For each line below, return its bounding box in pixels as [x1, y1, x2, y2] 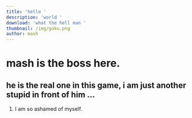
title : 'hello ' [6, 8, 46, 15]
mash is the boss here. [6, 57, 121, 70]
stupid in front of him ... [6, 89, 95, 100]
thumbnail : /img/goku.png [6, 25, 70, 32]
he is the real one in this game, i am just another [6, 80, 186, 90]
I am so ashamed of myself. [14, 105, 83, 113]
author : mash [6, 31, 39, 37]
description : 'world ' [6, 14, 62, 20]
